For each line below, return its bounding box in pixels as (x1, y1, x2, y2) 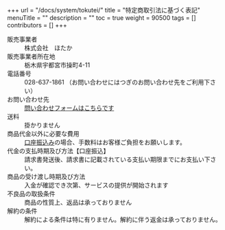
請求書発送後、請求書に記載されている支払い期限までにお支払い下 (24, 155, 211, 163)
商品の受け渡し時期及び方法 (7, 172, 86, 181)
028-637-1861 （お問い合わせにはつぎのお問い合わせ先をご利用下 (24, 78, 211, 86)
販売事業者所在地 (7, 52, 56, 60)
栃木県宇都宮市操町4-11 (24, 61, 91, 69)
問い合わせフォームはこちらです (24, 104, 115, 112)
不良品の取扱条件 (7, 189, 56, 198)
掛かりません (24, 121, 60, 129)
